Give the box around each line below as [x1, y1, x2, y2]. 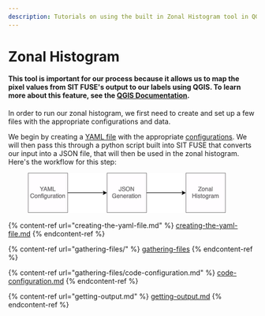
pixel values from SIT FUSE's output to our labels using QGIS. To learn [8, 83, 241, 92]
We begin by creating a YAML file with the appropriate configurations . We [8, 132, 247, 142]
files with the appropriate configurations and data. [8, 117, 171, 126]
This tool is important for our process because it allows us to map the [8, 74, 240, 84]
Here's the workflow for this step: [8, 158, 117, 167]
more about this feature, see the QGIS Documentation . [8, 91, 190, 100]
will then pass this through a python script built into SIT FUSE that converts [8, 140, 252, 150]
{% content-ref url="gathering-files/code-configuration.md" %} [8, 268, 215, 277]
